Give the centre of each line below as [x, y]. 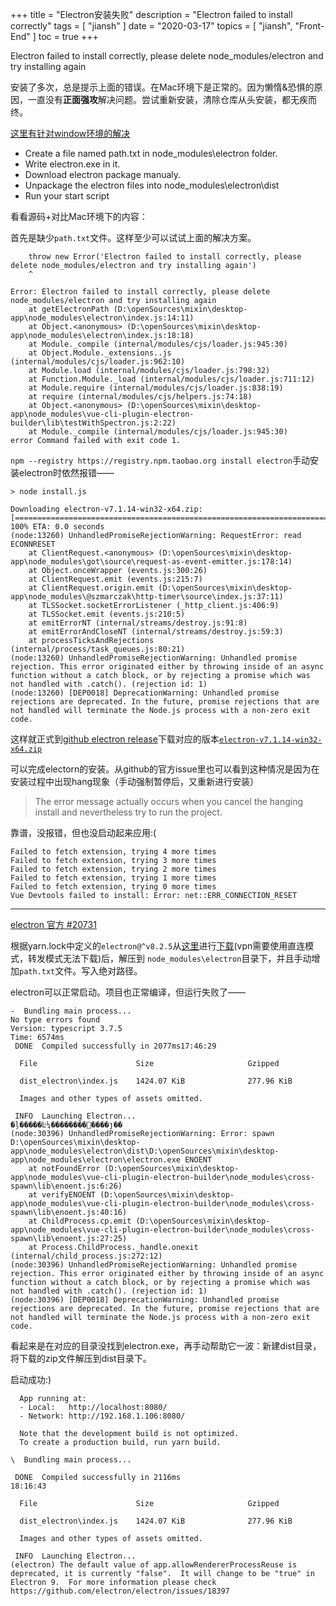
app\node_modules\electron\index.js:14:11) [102, 318]
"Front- [309, 26]
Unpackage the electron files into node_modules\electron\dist [152, 185]
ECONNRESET [33, 544]
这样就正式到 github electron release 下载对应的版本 [115, 739]
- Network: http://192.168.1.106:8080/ [102, 1416]
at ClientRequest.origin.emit [91, 588]
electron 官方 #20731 [53, 924]
